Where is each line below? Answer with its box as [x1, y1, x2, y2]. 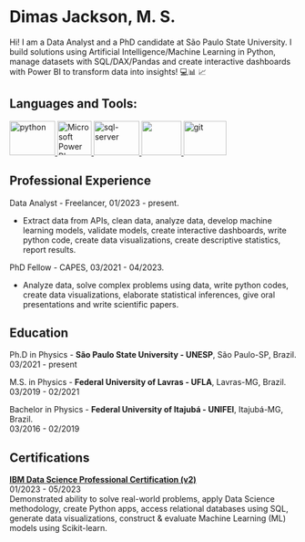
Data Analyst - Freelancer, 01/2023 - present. [9, 197, 179, 208]
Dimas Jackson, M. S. [9, 6, 176, 27]
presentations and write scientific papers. [22, 298, 179, 309]
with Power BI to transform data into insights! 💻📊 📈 [9, 66, 207, 77]
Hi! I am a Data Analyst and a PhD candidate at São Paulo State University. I [9, 36, 292, 47]
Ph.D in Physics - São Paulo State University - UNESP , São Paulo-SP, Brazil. [9, 349, 297, 360]
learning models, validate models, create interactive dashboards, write [22, 224, 287, 235]
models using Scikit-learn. [9, 523, 107, 534]
